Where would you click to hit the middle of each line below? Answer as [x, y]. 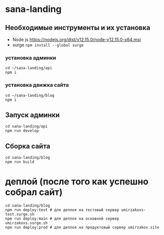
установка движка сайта [37, 85]
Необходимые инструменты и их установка [78, 28]
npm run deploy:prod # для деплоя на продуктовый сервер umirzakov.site [82, 228]
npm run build [20, 162]
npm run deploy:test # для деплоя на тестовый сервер [62, 210]
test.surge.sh [20, 215]
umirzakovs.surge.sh [27, 223]
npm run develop [22, 131]
